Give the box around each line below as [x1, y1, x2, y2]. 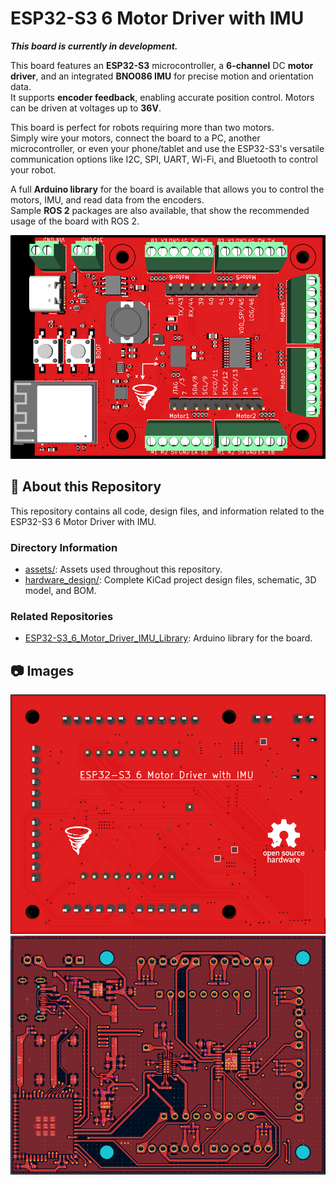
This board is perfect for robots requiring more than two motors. [10, 121, 275, 133]
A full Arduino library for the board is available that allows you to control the [10, 183, 325, 195]
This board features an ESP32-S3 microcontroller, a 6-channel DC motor [10, 59, 314, 71]
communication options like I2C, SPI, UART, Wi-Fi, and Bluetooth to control [10, 153, 318, 165]
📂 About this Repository [10, 478, 162, 496]
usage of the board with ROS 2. [10, 215, 140, 227]
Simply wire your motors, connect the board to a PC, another [10, 132, 261, 144]
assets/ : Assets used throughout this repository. [24, 563, 223, 575]
